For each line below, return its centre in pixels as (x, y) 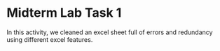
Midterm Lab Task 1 (64, 13)
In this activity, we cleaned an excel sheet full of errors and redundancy (110, 32)
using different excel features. (50, 39)
